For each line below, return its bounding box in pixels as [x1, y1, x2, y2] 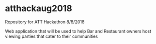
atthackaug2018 [5, 3, 73, 14]
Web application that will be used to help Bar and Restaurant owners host [5, 28, 152, 34]
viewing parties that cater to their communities [5, 33, 98, 39]
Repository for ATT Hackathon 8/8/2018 [5, 19, 85, 25]
